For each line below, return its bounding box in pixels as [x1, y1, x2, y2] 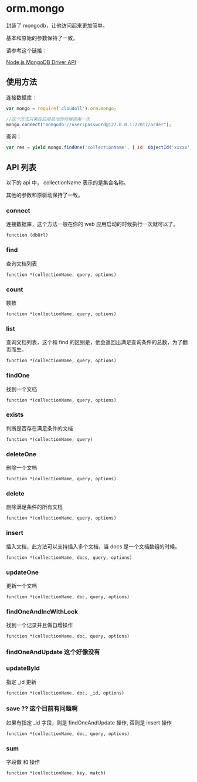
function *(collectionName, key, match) [6, 770, 107, 776]
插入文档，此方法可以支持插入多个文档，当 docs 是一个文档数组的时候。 [6, 542, 181, 550]
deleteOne [6, 450, 37, 458]
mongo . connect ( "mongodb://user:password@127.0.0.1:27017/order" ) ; [6, 122, 172, 127]
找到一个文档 [6, 385, 37, 392]
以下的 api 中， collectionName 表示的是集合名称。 [6, 179, 129, 186]
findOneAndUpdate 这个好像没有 [6, 648, 100, 656]
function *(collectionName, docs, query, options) [6, 554, 133, 561]
